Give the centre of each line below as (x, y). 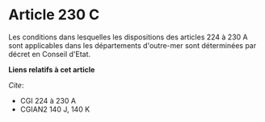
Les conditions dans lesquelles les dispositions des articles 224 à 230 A (128, 37)
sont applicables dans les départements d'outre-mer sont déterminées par (132, 45)
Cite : (16, 85)
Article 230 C (54, 15)
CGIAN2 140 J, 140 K (55, 109)
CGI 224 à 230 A (48, 100)
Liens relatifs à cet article (52, 69)
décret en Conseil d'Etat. (50, 54)
